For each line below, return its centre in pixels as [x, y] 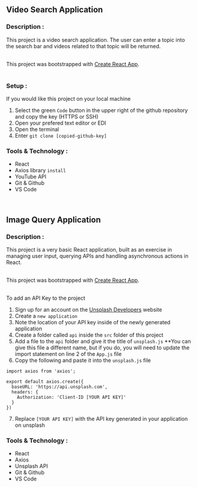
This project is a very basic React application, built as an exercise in [89, 249]
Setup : [17, 86]
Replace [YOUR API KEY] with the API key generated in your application [101, 418]
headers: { [25, 392]
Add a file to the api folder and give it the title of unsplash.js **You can [103, 341]
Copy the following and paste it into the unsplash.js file [83, 360]
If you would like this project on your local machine [68, 98]
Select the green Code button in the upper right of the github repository [101, 110]
